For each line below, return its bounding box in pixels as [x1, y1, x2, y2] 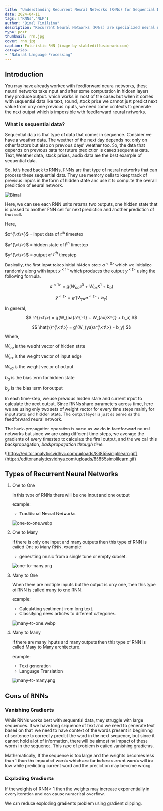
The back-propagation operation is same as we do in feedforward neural [5, 426, 150, 431]
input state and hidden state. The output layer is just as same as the [5, 411, 141, 417]
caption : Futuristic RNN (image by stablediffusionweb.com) [5, 43, 130, 48]
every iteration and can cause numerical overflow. [5, 791, 105, 797]
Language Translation [19, 668, 63, 674]
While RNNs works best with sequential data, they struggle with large [5, 717, 144, 723]
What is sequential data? [5, 121, 65, 128]
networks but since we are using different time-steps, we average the [5, 430, 144, 437]
